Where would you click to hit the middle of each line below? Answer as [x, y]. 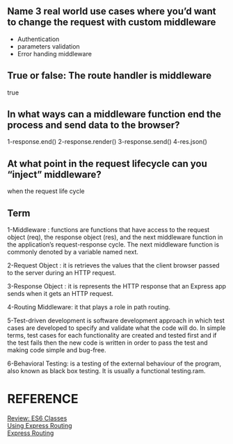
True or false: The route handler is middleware [110, 76]
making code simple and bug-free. [57, 350]
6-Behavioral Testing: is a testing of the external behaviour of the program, [114, 363]
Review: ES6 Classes [37, 418]
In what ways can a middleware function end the [114, 114]
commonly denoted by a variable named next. [73, 252]
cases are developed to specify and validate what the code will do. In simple [116, 328]
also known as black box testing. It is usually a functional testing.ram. [106, 371]
